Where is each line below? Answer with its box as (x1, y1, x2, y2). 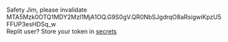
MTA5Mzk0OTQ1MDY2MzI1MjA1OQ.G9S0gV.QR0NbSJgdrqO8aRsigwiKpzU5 (6, 13, 222, 21)
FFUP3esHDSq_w (6, 20, 56, 28)
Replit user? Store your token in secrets (6, 27, 117, 35)
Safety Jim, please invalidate (6, 6, 87, 14)
